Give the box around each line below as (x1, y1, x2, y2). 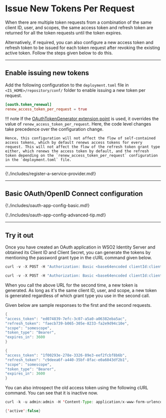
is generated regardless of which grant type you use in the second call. (5, 293, 150, 298)
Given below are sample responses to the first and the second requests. (5, 302, 152, 308)
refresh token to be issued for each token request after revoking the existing (5, 44, 160, 50)
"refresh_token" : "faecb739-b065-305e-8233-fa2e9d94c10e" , (5, 321, 129, 326)
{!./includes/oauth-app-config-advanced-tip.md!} (5, 212, 106, 218)
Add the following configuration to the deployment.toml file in (5, 82, 129, 88)
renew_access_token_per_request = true (5, 107, 87, 112)
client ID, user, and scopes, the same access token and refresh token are (5, 24, 154, 30)
